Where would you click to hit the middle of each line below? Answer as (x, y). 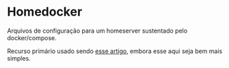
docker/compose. (32, 37)
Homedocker (45, 12)
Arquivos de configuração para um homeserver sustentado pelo (97, 31)
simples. (19, 58)
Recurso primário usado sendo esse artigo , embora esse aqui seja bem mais (115, 51)
